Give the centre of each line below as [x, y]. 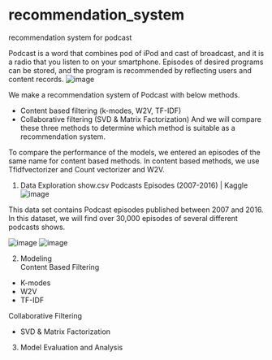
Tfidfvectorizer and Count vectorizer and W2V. [86, 169]
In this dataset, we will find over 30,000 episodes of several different [123, 218]
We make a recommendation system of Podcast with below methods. [124, 94]
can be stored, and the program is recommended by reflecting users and [130, 70]
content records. [36, 79]
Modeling [36, 258]
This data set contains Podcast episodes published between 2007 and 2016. [136, 210]
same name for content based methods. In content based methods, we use [134, 161]
